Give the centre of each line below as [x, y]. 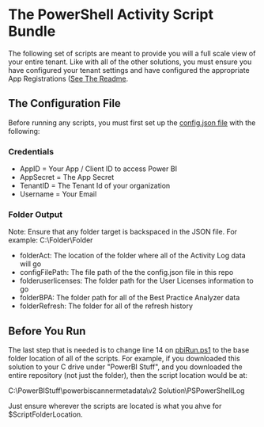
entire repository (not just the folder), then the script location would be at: [128, 376]
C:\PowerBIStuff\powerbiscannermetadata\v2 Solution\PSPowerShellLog [126, 391]
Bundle [32, 31]
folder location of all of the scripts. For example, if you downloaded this [124, 359]
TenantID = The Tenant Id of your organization [95, 186]
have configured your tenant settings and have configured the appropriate [129, 70]
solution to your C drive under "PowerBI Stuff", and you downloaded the [125, 367]
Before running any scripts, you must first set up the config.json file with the [132, 122]
